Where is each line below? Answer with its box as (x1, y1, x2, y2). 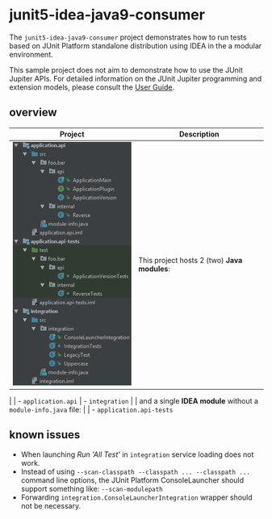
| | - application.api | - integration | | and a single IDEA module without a (9, 396, 259, 405)
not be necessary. (20, 500, 82, 510)
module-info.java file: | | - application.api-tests (9, 404, 174, 414)
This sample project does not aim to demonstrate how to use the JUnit (9, 65, 243, 74)
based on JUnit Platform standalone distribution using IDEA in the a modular (9, 40, 262, 50)
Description (178, 129, 220, 139)
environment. (9, 49, 53, 59)
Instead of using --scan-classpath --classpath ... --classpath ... (20, 467, 251, 476)
